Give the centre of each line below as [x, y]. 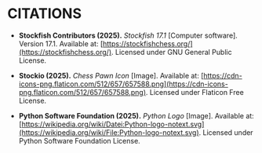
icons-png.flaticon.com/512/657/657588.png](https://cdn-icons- [123, 84]
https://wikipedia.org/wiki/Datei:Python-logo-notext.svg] [113, 124]
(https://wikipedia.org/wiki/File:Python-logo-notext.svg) [109, 132]
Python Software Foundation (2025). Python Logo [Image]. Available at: [136, 115]
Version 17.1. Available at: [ [61, 43]
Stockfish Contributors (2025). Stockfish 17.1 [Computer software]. [128, 35]
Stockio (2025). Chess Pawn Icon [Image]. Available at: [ [111, 75]
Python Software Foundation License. [79, 140]
